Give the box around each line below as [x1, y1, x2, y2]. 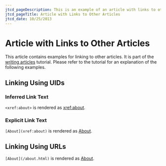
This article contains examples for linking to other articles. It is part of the [5, 54, 154, 60]
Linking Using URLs [5, 142, 66, 151]
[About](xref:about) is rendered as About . [5, 128, 92, 134]
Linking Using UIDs [5, 78, 65, 87]
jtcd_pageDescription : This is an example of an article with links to [5, 7, 156, 12]
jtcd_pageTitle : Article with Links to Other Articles [5, 12, 121, 17]
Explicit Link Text [5, 117, 47, 124]
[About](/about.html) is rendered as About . [5, 156, 95, 162]
